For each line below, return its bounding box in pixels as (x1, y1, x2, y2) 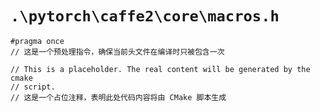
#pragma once (10, 36, 65, 46)
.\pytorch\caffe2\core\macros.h (10, 7, 280, 26)
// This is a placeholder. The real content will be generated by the (10, 64, 311, 74)
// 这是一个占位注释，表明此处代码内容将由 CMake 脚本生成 (10, 92, 227, 102)
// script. (10, 82, 56, 92)
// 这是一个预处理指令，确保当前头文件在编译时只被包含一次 (10, 47, 225, 57)
